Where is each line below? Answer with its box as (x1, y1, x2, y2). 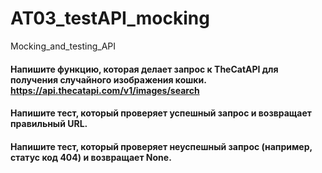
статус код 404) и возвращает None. (10, 151, 172, 163)
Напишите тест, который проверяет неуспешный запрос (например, (10, 140, 313, 152)
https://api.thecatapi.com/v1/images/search (10, 84, 200, 96)
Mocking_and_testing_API (10, 40, 117, 52)
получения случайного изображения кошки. (10, 73, 207, 86)
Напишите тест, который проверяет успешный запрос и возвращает (10, 107, 312, 119)
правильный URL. (10, 118, 88, 130)
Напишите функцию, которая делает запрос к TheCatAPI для (10, 63, 279, 75)
